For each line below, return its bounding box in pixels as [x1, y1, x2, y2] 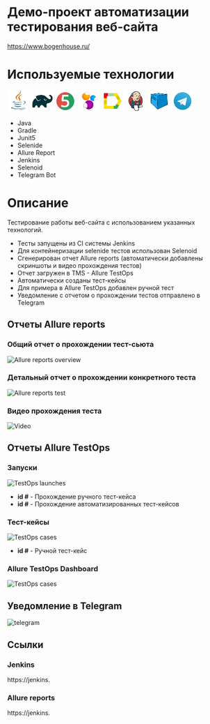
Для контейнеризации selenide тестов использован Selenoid [17, 246, 197, 255]
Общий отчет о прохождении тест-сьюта [7, 340, 154, 349]
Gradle [17, 126, 37, 135]
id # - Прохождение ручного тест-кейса [17, 492, 136, 501]
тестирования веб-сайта [7, 19, 159, 35]
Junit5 [17, 133, 36, 142]
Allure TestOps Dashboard [7, 564, 99, 573]
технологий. [7, 225, 43, 234]
